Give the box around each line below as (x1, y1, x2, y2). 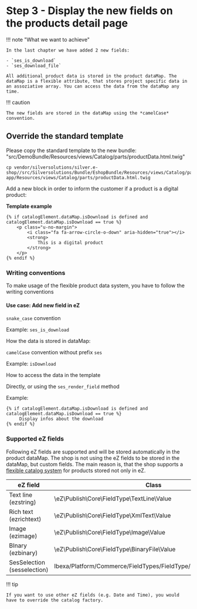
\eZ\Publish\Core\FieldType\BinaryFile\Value (53, 545, 176, 553)
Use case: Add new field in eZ (6, 301, 80, 309)
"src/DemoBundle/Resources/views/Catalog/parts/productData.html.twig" (6, 153, 185, 160)
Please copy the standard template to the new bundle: (6, 147, 137, 154)
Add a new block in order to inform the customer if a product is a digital (6, 185, 179, 192)
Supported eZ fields (6, 435, 64, 443)
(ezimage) (9, 531, 38, 540)
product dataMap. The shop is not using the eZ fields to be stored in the (6, 454, 180, 462)
